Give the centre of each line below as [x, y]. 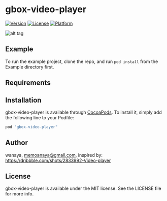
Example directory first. [30, 66]
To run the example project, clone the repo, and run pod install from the [82, 61]
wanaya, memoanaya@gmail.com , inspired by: [54, 155]
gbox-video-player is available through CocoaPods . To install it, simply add [84, 112]
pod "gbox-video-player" [31, 127]
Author [16, 143]
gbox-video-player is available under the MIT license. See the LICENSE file [83, 188]
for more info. [20, 194]
